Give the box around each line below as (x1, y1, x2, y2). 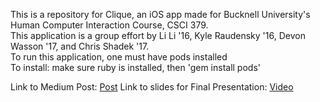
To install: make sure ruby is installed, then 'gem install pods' (10, 62, 261, 73)
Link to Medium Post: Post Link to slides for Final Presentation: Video (10, 81, 294, 93)
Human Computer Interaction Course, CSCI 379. (10, 19, 209, 31)
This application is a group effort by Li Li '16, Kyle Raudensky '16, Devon (10, 30, 306, 41)
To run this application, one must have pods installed (10, 51, 228, 63)
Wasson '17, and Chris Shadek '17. (10, 40, 150, 52)
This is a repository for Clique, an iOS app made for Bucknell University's (10, 9, 311, 20)
